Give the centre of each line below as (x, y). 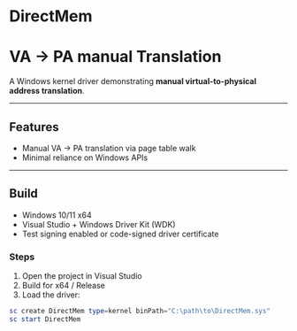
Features (34, 127)
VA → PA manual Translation (115, 57)
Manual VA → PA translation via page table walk (109, 148)
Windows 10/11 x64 (57, 215)
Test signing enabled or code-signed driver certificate (120, 234)
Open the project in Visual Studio (82, 276)
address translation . (47, 91)
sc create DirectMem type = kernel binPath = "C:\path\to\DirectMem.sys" (140, 312)
